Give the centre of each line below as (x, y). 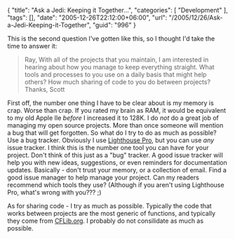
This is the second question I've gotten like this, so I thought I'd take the (111, 39)
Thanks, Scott (45, 89)
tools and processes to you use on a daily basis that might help (115, 74)
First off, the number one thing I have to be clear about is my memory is (110, 103)
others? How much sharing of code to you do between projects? (117, 82)
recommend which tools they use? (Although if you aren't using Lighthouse (116, 185)
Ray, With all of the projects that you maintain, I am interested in (116, 60)
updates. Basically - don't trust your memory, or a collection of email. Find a (117, 170)
